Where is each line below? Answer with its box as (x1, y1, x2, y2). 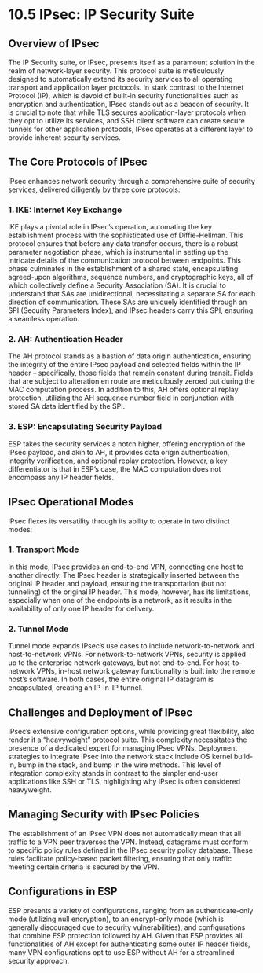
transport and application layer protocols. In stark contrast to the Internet (8, 83, 244, 92)
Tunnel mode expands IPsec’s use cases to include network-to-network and (8, 641, 254, 651)
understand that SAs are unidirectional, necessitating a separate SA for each (8, 289, 256, 299)
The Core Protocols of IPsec (8, 156, 148, 169)
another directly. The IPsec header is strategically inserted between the (8, 570, 239, 579)
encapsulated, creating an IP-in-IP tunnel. (8, 683, 143, 692)
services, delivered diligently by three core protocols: (8, 185, 181, 194)
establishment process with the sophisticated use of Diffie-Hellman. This (8, 230, 243, 240)
